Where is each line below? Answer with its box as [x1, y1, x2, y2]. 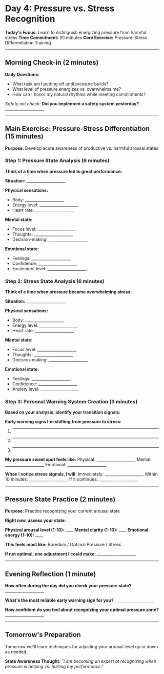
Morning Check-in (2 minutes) [5, 59, 99, 67]
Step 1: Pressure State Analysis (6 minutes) [5, 157, 110, 164]
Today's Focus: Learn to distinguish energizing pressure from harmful [5, 29, 146, 35]
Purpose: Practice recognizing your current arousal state [5, 508, 120, 514]
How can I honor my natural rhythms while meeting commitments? [12, 91, 146, 97]
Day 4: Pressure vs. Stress [5, 3, 115, 14]
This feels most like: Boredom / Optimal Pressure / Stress [5, 542, 122, 548]
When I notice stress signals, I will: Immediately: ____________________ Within [5, 471, 158, 477]
